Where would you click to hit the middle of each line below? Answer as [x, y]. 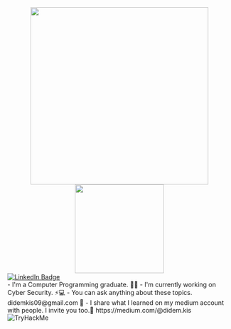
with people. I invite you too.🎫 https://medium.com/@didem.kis [100, 310]
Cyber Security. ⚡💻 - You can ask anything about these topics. [100, 292]
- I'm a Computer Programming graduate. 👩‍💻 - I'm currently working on [112, 284]
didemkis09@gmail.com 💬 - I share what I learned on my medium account [116, 303]
